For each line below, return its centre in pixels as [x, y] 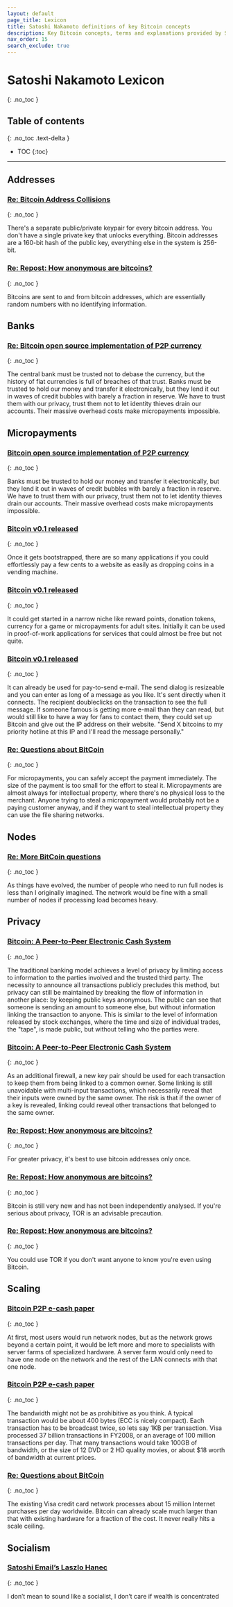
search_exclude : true [38, 46]
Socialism [29, 1548]
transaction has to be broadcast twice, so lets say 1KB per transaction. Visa [115, 1428]
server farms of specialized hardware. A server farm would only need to [110, 1352]
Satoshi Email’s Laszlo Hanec [57, 1567]
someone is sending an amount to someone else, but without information [112, 1007]
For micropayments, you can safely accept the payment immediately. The [112, 778]
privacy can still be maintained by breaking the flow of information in [105, 992]
